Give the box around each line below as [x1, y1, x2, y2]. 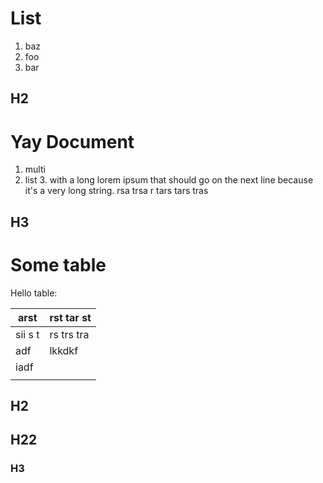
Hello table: [10, 287, 58, 299]
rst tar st [49, 310, 92, 324]
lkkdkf [49, 343, 79, 357]
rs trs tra [49, 327, 90, 341]
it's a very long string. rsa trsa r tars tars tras [24, 185, 209, 197]
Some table [10, 253, 107, 276]
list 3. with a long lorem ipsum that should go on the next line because [24, 174, 314, 186]
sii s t [15, 327, 40, 341]
